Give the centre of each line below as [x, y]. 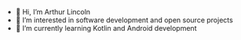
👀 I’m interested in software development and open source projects [124, 20]
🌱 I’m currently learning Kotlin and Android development [106, 28]
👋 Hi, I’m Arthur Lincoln [53, 12]
